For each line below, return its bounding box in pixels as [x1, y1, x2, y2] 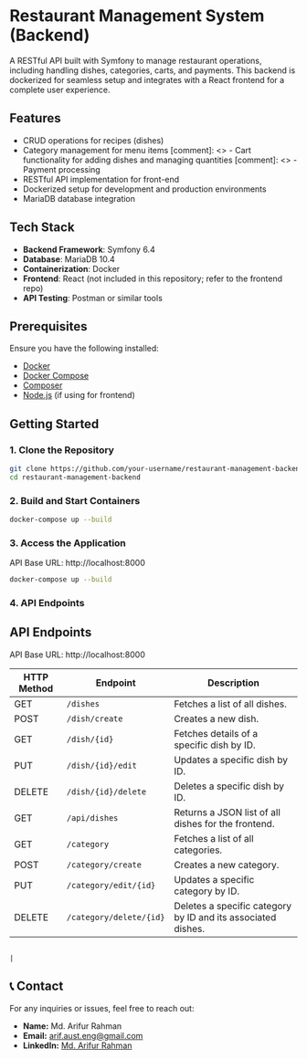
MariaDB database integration [22, 193, 135, 204]
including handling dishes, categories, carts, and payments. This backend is [9, 65, 296, 76]
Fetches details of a [173, 727, 259, 739]
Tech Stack [9, 220, 75, 236]
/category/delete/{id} [67, 912, 165, 922]
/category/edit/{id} [67, 880, 156, 890]
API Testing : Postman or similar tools [22, 292, 163, 303]
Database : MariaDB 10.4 [22, 253, 116, 265]
